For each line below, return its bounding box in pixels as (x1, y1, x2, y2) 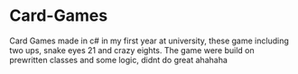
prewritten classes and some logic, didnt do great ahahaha (9, 54, 228, 65)
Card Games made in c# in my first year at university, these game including (9, 35, 289, 46)
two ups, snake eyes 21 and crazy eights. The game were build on (9, 44, 255, 55)
